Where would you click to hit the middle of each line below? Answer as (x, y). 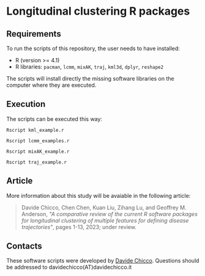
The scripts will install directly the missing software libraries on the (90, 78)
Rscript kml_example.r (35, 130)
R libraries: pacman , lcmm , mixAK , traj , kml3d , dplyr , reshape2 (89, 67)
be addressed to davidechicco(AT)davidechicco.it (69, 267)
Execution (26, 104)
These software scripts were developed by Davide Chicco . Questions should (103, 261)
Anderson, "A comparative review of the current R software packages (109, 214)
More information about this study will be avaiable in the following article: (99, 195)
